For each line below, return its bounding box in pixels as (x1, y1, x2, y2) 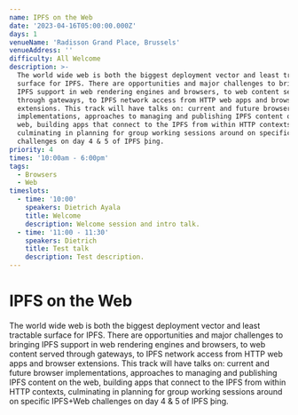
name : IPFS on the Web (9, 12, 93, 22)
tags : (9, 162, 29, 171)
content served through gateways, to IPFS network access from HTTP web (9, 348, 284, 359)
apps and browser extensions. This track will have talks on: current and (9, 357, 270, 369)
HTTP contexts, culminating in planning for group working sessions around (9, 386, 283, 396)
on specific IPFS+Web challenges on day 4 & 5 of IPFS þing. (9, 395, 229, 406)
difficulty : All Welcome (9, 54, 101, 63)
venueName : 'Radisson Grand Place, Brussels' (9, 37, 180, 47)
